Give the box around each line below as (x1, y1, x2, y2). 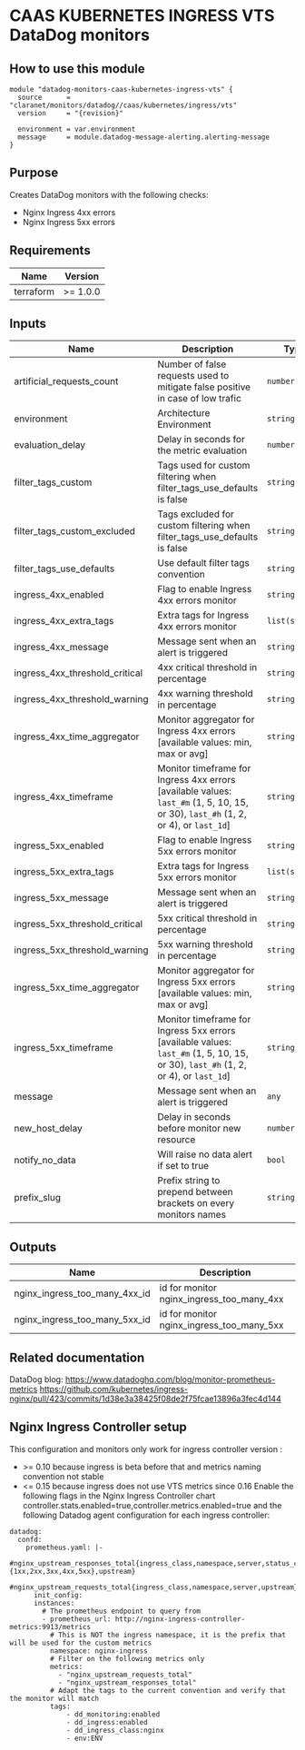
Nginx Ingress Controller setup (9, 1419, 188, 1435)
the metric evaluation (157, 444, 248, 457)
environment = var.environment (17, 124, 136, 133)
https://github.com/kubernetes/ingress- (39, 1384, 189, 1395)
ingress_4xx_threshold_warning (14, 693, 149, 706)
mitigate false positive (157, 381, 251, 393)
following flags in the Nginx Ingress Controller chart (22, 1490, 216, 1501)
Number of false (157, 358, 227, 371)
